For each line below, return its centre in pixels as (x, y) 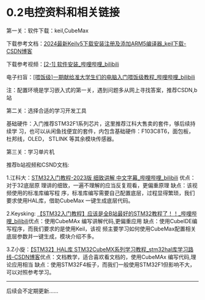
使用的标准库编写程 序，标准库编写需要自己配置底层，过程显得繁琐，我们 (103, 193)
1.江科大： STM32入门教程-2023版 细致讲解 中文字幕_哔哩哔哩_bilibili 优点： (101, 177)
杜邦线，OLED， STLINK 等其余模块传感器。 (62, 138)
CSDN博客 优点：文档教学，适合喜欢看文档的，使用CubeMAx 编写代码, (103, 257)
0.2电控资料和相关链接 (63, 12)
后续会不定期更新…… (33, 291)
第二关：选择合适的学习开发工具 (46, 110)
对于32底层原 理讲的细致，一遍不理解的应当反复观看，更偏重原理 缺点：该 (99, 185)
